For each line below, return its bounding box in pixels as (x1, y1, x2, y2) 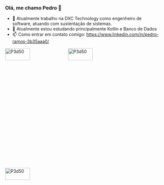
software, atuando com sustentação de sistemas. (12, 21, 112, 26)
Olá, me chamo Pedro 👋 (5, 4, 62, 11)
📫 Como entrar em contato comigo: (12, 31, 85, 37)
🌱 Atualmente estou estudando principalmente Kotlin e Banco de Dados (12, 26, 157, 32)
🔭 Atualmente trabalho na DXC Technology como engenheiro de (12, 16, 142, 22)
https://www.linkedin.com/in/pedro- (86, 31, 159, 37)
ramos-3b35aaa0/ (12, 39, 49, 45)
